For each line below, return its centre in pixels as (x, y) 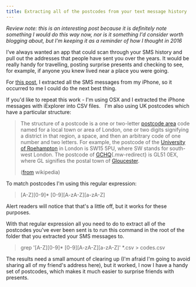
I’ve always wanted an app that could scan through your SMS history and (94, 52)
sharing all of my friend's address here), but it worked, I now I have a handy (97, 265)
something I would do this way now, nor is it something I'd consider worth (95, 34)
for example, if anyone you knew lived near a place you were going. (87, 70)
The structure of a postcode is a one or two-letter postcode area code (105, 123)
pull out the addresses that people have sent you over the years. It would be (98, 58)
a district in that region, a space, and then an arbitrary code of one (101, 136)
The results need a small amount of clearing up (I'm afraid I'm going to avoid (98, 259)
